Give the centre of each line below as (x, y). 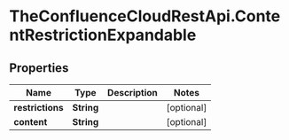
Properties (39, 68)
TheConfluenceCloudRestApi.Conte (145, 16)
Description (133, 93)
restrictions (39, 108)
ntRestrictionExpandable (103, 35)
